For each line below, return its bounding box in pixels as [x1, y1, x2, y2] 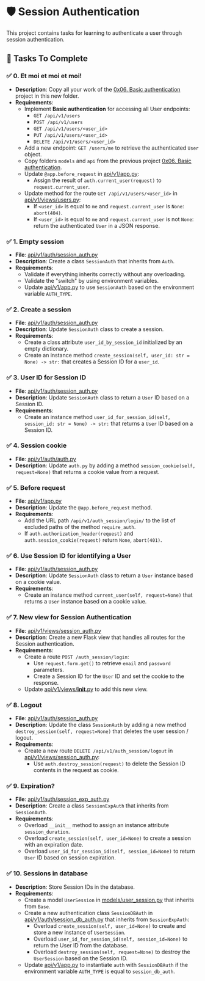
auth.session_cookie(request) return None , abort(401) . [24, 536, 163, 544]
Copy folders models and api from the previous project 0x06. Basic [24, 157, 192, 164]
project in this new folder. [15, 92, 79, 100]
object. [24, 150, 42, 158]
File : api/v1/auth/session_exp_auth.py [15, 795, 110, 803]
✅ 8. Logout [6, 701, 42, 709]
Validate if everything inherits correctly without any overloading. [24, 270, 186, 278]
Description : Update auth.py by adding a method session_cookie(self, [15, 462, 196, 469]
